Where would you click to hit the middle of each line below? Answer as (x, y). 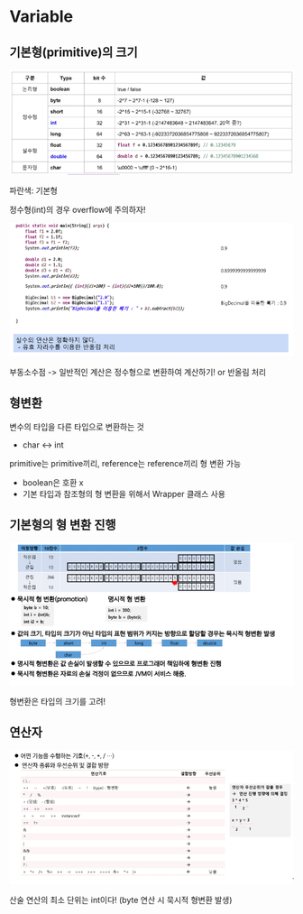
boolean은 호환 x (53, 482)
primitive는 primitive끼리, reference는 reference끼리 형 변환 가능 (125, 463)
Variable (41, 17)
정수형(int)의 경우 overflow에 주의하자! (78, 210)
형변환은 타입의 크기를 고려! (58, 701)
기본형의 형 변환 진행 (63, 525)
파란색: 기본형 (34, 190)
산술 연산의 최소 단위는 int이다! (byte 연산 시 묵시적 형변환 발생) (121, 900)
